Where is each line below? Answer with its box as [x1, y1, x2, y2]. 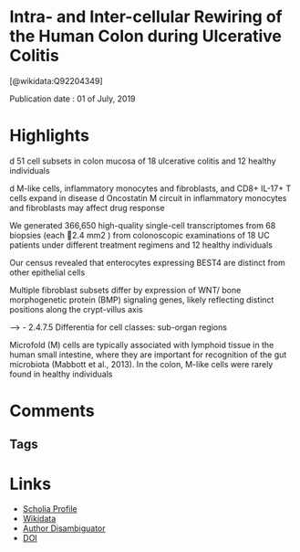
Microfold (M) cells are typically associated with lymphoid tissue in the [9, 339, 274, 350]
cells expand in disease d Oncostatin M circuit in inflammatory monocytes [9, 192, 287, 203]
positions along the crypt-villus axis [9, 303, 143, 314]
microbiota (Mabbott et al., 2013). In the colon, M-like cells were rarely [9, 358, 274, 369]
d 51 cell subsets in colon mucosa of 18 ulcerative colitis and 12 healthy [9, 155, 276, 166]
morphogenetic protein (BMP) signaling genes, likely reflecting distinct [9, 294, 274, 305]
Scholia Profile [22, 504, 78, 515]
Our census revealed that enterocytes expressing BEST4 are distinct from [9, 257, 285, 268]
